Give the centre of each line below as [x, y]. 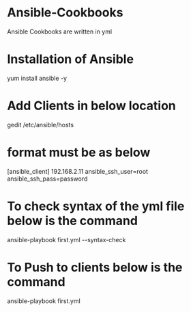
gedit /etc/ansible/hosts [40, 125]
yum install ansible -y [37, 78]
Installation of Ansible [71, 59]
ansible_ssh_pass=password [47, 179]
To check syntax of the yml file [96, 206]
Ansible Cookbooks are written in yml [60, 31]
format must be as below [79, 153]
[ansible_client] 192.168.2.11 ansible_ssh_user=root [78, 171]
